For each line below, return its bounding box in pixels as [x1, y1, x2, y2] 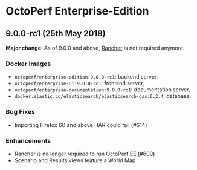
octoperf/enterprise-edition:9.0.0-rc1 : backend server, [14, 73, 158, 80]
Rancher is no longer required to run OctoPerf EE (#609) [14, 150, 155, 157]
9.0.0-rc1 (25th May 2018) [5, 28, 106, 39]
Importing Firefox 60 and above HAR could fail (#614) [14, 121, 147, 128]
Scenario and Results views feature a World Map [14, 156, 136, 164]
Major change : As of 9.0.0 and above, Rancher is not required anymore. [5, 44, 185, 51]
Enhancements [5, 136, 51, 145]
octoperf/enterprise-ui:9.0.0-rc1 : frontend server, [14, 80, 144, 87]
